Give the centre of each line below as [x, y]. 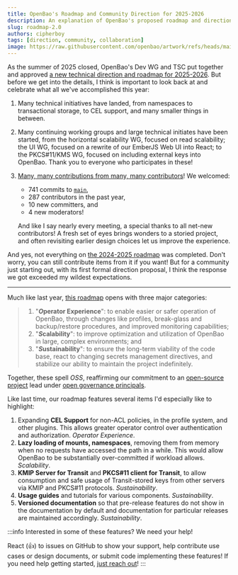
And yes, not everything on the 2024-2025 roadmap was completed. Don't [117, 255]
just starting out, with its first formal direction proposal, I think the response [117, 269]
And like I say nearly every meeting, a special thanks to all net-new [115, 226]
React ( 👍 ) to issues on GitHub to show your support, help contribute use [113, 546]
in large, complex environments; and [88, 341]
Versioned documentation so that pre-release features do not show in [121, 503]
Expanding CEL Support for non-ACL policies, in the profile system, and [123, 420]
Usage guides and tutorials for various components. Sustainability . [115, 495]
